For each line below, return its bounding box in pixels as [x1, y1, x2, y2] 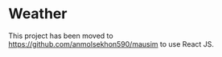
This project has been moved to [8, 31, 114, 40]
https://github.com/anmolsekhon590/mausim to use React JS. [8, 39, 215, 48]
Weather [8, 5, 68, 23]
